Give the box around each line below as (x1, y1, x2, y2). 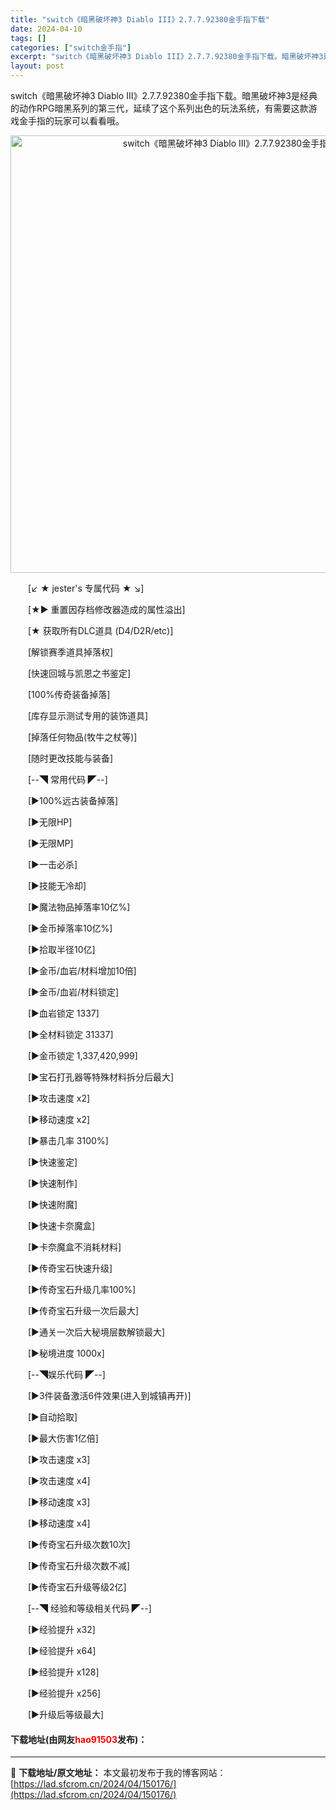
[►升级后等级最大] (27, 1709, 105, 1720)
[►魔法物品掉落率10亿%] (27, 901, 131, 913)
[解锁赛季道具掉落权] (27, 646, 114, 658)
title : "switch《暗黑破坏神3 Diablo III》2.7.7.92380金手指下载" (10, 14, 270, 25)
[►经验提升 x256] (27, 1687, 102, 1699)
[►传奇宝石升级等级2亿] (27, 1581, 127, 1593)
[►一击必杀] (27, 859, 78, 870)
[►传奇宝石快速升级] (27, 1262, 113, 1274)
